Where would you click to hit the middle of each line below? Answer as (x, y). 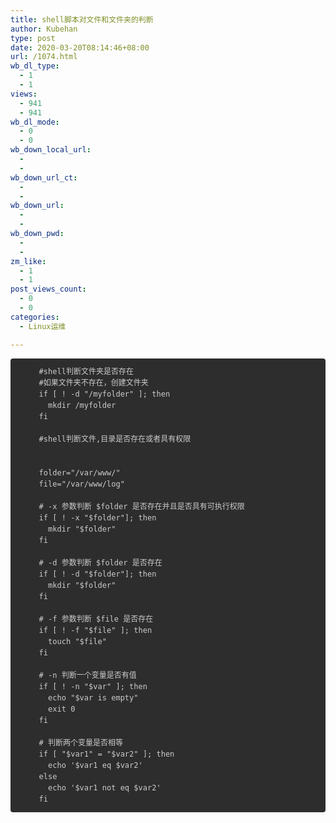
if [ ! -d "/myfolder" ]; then (104, 394)
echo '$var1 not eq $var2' (105, 787)
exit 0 (62, 709)
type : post (33, 38)
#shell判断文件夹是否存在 (86, 371)
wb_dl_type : (35, 66)
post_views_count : (48, 289)
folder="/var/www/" (79, 472)
